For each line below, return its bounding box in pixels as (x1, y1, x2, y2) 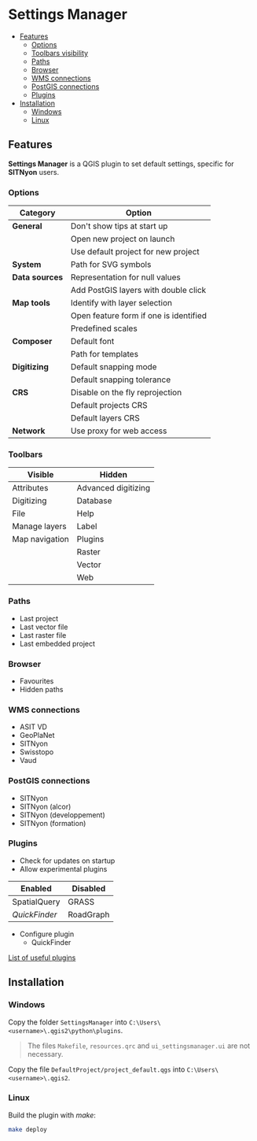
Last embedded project (19, 639, 96, 648)
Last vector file (19, 622, 68, 632)
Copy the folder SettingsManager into (8, 1017, 128, 1027)
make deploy (8, 1125, 47, 1133)
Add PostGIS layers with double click (70, 285, 207, 296)
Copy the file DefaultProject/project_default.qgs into (8, 1065, 185, 1074)
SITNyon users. (8, 167, 60, 176)
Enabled (20, 883, 53, 894)
